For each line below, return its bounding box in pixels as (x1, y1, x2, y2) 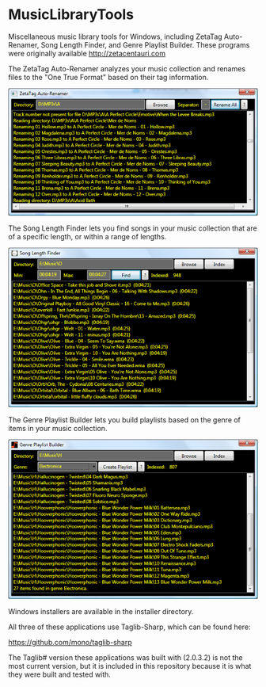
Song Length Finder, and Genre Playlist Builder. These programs (40, 40, 250, 49)
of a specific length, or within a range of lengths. (8, 232, 167, 242)
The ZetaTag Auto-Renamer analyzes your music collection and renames (8, 63, 246, 73)
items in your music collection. (8, 424, 108, 433)
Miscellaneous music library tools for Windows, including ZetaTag (8, 32, 223, 41)
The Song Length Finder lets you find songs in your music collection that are (8, 223, 257, 233)
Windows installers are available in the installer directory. (8, 607, 194, 616)
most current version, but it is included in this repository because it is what (8, 662, 252, 671)
